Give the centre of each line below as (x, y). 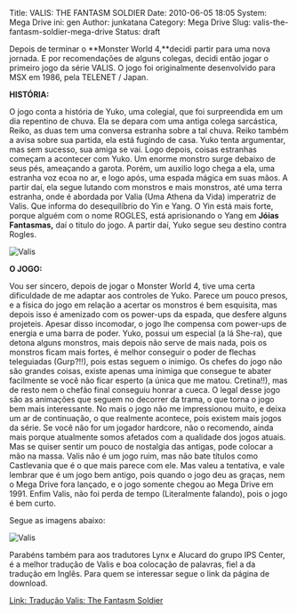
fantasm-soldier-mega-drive (61, 32)
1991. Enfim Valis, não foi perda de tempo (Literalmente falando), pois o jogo (148, 494)
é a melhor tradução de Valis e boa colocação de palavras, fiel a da (132, 564)
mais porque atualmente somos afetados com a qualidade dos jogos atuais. (148, 437)
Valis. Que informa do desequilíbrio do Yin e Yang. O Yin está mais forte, (141, 206)
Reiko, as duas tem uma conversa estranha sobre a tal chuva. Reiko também (149, 131)
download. (28, 583)
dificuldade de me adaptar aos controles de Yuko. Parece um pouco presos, (148, 295)
